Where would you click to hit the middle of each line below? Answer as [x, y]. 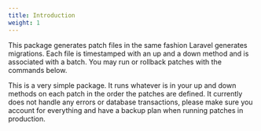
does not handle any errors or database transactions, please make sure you [130, 102]
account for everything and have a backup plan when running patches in [126, 110]
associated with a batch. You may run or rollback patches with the [115, 62]
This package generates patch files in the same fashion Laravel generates [128, 45]
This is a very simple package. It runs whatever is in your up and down [122, 85]
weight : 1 [24, 23]
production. [27, 118]
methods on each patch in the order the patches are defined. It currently [125, 93]
